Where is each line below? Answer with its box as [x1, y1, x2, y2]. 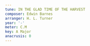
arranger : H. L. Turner [5, 16, 53, 21]
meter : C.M [5, 25, 27, 30]
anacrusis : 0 [5, 34, 31, 39]
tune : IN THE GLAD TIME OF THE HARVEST [5, 7, 86, 12]
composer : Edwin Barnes [5, 11, 53, 16]
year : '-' [5, 20, 25, 25]
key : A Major [5, 29, 31, 34]
